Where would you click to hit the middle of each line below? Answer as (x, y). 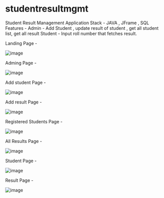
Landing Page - (21, 43)
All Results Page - (24, 141)
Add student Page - (26, 82)
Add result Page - (23, 102)
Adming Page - (21, 63)
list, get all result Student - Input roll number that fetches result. (71, 33)
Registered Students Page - (34, 121)
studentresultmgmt (47, 9)
